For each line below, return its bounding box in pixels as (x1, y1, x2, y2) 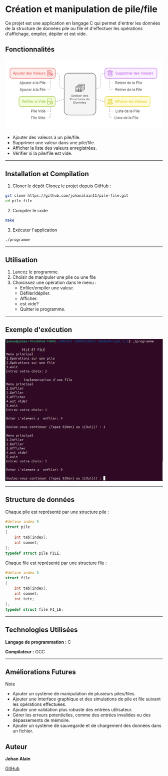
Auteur (5, 742, 27, 751)
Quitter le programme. (19, 306, 66, 312)
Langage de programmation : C (5, 639, 71, 645)
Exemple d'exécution (5, 325, 72, 334)
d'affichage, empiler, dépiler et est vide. (5, 31, 87, 37)
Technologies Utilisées (5, 626, 78, 634)
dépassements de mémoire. (12, 717, 70, 723)
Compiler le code (12, 207, 48, 213)
